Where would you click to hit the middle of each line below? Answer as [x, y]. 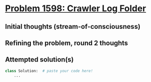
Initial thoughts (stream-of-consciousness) [73, 27]
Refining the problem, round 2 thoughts [67, 43]
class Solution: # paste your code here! [49, 71]
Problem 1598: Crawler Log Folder [75, 9]
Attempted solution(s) [39, 60]
